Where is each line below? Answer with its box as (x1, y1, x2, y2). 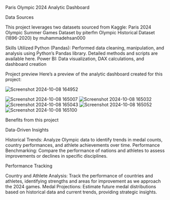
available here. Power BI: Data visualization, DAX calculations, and (5, 56, 144, 62)
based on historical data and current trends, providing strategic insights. (5, 189, 157, 195)
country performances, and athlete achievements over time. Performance (5, 142, 160, 148)
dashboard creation (5, 61, 47, 67)
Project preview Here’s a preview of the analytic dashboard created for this (5, 71, 163, 77)
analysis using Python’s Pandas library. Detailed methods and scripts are (5, 51, 158, 56)
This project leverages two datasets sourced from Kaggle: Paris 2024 (5, 24, 152, 30)
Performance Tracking (5, 163, 53, 169)
